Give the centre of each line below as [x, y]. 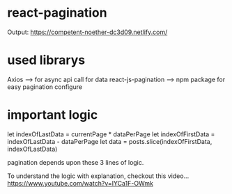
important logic [53, 115]
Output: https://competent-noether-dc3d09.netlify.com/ [87, 32]
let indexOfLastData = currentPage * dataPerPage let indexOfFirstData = [111, 134]
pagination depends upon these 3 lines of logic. [76, 162]
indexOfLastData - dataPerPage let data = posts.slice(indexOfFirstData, [110, 141]
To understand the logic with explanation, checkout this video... [98, 176]
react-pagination [57, 13]
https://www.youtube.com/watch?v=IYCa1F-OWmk [80, 183]
